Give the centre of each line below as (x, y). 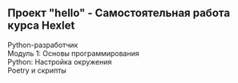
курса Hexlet (41, 26)
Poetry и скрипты (37, 70)
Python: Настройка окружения (60, 61)
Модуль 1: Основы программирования (73, 53)
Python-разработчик (43, 45)
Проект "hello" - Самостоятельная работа (119, 13)
